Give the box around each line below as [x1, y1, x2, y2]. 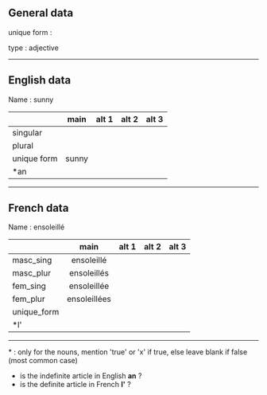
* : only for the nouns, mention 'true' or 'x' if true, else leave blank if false [8, 347, 248, 357]
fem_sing [12, 280, 46, 291]
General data [8, 6, 74, 20]
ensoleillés [68, 268, 110, 279]
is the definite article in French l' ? [19, 380, 131, 389]
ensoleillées [67, 294, 111, 305]
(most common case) [8, 356, 78, 366]
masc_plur [12, 268, 52, 279]
